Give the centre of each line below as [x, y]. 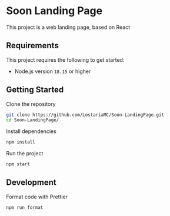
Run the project [25, 154]
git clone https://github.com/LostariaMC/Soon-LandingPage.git [85, 115]
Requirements [32, 46]
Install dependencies [31, 131]
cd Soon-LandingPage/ [33, 120]
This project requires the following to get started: [65, 59]
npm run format [25, 207]
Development [31, 183]
